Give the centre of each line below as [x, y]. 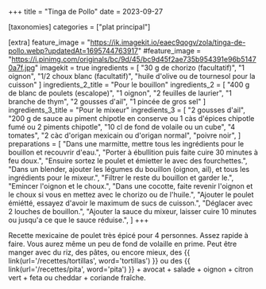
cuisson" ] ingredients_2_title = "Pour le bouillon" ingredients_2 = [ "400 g [129, 84]
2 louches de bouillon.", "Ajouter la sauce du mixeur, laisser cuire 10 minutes [132, 211]
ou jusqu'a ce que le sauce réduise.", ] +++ [79, 220]
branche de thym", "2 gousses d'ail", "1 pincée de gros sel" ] [107, 102]
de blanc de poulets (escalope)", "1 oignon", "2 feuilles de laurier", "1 [120, 93]
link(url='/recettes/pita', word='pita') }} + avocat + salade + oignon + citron [131, 269]
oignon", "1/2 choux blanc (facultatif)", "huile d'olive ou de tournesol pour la [132, 76]
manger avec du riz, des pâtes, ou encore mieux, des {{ [99, 252]
